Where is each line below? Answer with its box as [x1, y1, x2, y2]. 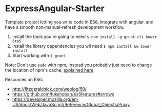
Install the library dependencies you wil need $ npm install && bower [12, 43, 152, 49]
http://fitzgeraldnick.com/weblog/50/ [12, 86, 87, 92]
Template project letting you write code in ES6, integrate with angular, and [5, 19, 154, 25]
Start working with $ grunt [12, 52, 66, 58]
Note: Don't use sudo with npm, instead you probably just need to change [5, 62, 152, 68]
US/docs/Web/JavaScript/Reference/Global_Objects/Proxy [12, 101, 130, 107]
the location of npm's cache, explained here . [5, 67, 95, 73]
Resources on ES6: [5, 76, 43, 82]
